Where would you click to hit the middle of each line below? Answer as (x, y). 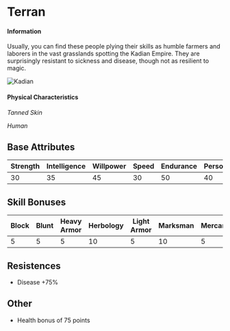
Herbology (106, 226)
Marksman (176, 226)
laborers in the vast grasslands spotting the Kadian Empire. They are (103, 54)
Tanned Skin (25, 112)
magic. (17, 68)
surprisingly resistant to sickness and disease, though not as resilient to (108, 61)
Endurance (179, 166)
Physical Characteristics (43, 97)
